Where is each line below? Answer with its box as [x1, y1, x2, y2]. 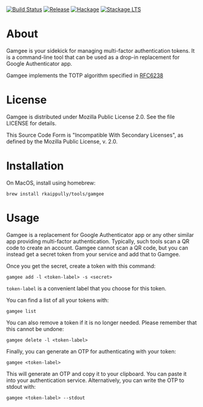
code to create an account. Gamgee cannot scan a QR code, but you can [6, 244, 188, 251]
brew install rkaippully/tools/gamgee [6, 191, 104, 197]
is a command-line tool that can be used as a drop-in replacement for [6, 53, 180, 61]
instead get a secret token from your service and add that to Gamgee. [6, 250, 181, 258]
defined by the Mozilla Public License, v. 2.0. [6, 137, 118, 145]
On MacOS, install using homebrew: [6, 179, 96, 186]
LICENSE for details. [6, 119, 57, 127]
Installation [6, 159, 64, 173]
